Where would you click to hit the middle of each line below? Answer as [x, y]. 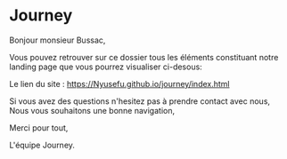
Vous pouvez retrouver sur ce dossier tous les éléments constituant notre [144, 57]
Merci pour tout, [39, 127]
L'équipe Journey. [42, 145]
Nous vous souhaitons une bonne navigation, [92, 110]
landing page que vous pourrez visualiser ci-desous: [106, 67]
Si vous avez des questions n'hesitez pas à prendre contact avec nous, [139, 101]
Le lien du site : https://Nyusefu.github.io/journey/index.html [119, 83]
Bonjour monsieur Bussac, [57, 40]
